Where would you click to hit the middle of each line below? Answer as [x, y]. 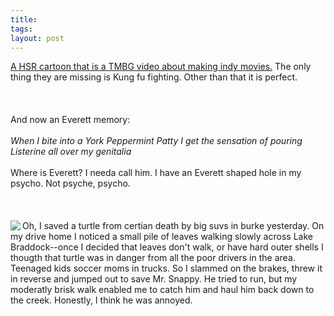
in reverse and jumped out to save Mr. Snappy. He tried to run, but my [154, 279]
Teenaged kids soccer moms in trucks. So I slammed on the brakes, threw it [166, 268]
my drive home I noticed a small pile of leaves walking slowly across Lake [161, 237]
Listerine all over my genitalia [71, 152]
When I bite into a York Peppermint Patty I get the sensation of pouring [156, 141]
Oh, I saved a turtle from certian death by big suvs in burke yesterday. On [173, 226]
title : [24, 19]
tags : [21, 29]
